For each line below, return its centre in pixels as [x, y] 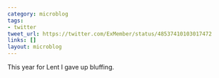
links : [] [22, 40]
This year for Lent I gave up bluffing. [61, 67]
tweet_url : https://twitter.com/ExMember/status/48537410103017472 [110, 34]
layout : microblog [35, 47]
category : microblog [38, 14]
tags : [15, 21]
